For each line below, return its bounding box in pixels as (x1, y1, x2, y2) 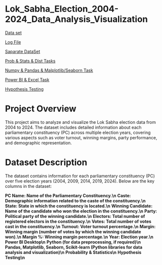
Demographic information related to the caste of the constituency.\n (5, 198, 146, 203)
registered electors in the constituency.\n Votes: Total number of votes (5, 218, 152, 224)
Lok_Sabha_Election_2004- (5, 3, 119, 15)
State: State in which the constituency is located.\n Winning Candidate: (5, 203, 153, 209)
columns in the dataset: (5, 183, 52, 189)
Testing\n (5, 254, 25, 260)
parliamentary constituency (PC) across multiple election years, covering (5, 130, 151, 135)
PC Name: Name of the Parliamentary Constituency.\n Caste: (5, 193, 131, 199)
